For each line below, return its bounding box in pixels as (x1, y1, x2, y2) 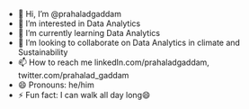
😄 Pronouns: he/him (17, 79, 94, 90)
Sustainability (17, 47, 68, 58)
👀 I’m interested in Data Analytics (17, 18, 141, 29)
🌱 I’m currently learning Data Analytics (17, 28, 160, 38)
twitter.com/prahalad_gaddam (17, 70, 129, 80)
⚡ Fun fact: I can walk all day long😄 (17, 90, 151, 100)
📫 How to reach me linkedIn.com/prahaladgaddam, (17, 57, 209, 68)
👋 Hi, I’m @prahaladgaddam (17, 9, 121, 19)
